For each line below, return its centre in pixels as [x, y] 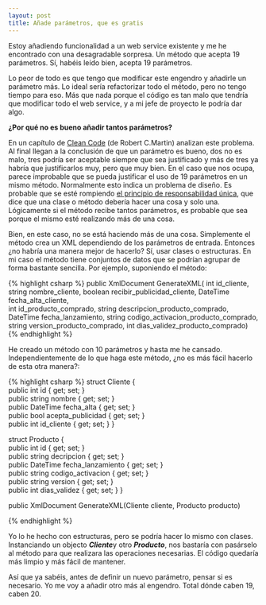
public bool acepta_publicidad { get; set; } [77, 415]
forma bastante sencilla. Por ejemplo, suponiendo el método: [108, 268]
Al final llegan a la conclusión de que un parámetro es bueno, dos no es [125, 151]
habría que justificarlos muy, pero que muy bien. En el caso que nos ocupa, [132, 168]
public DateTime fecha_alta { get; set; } [72, 407]
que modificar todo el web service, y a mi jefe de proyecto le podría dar [125, 103]
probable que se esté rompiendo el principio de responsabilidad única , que [131, 193]
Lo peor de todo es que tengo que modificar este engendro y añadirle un [127, 78]
